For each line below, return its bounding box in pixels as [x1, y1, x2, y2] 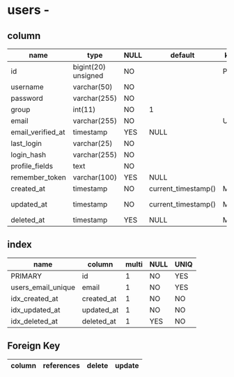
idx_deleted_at [10, 316, 58, 326]
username [10, 82, 44, 92]
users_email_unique [10, 282, 75, 292]
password [10, 93, 43, 103]
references [42, 360, 80, 370]
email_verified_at [10, 127, 65, 137]
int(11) [72, 105, 96, 114]
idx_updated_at [10, 305, 61, 314]
